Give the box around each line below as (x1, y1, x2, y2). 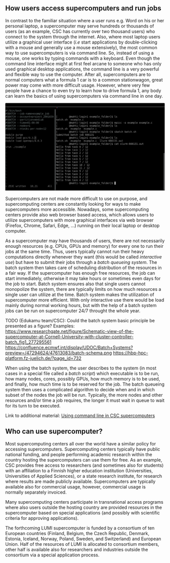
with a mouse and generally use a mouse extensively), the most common (5, 44, 158, 50)
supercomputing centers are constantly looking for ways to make (5, 201, 141, 207)
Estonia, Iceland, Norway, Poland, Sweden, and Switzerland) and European (5, 536, 161, 542)
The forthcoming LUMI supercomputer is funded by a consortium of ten (5, 524, 155, 531)
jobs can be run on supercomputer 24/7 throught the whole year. (5, 308, 141, 314)
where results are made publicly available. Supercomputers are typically (5, 478, 156, 484)
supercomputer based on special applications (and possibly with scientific (5, 509, 160, 516)
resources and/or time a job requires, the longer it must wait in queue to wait (5, 397, 165, 403)
